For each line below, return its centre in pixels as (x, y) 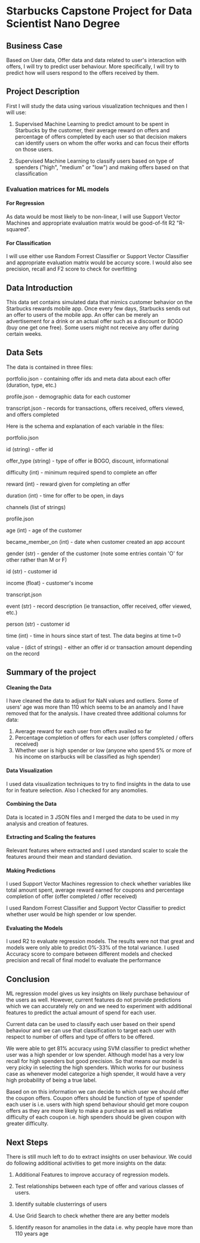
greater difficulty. (27, 1123)
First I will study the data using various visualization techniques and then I (97, 106)
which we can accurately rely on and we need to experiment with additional (99, 1006)
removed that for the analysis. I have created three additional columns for (96, 714)
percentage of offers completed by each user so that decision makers (101, 136)
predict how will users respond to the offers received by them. (83, 73)
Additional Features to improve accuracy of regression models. (92, 1175)
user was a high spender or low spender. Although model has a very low (95, 1055)
